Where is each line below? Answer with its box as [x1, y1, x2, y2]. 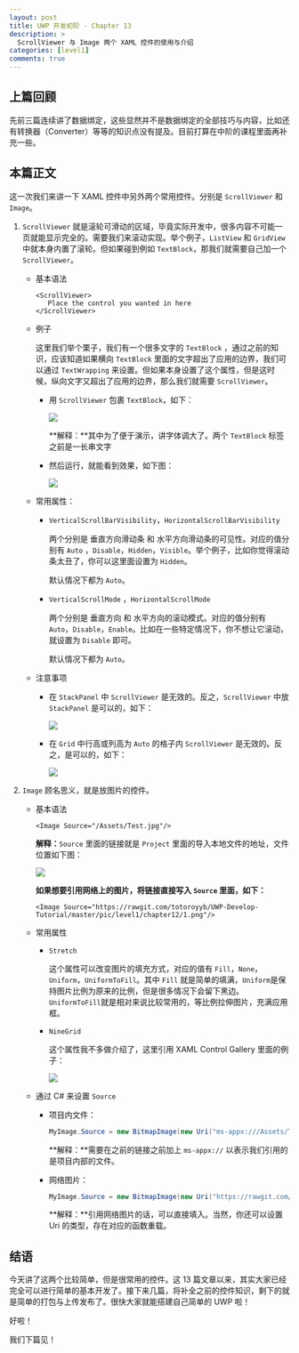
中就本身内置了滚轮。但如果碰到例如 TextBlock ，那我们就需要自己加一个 [21, 243, 287, 254]
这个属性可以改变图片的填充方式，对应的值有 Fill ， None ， [48, 962, 263, 974]
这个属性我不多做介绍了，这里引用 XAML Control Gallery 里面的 [48, 1043, 281, 1054]
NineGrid [48, 1027, 82, 1036]
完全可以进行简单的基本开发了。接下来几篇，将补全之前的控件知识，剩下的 [9, 1285, 282, 1296]
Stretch [48, 946, 77, 955]
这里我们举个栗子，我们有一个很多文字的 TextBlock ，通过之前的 [35, 342, 271, 352]
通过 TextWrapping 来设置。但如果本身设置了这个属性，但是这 [43, 364, 268, 374]
